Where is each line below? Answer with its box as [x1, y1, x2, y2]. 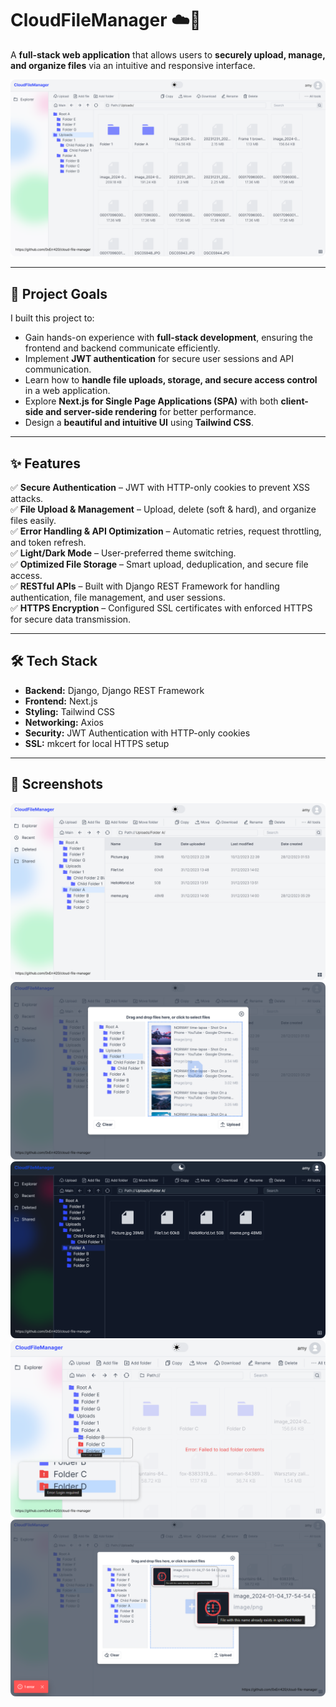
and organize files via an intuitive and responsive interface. [10, 59, 256, 71]
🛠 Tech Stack [10, 653, 98, 670]
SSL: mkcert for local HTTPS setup [24, 737, 170, 749]
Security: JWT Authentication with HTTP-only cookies [24, 727, 251, 739]
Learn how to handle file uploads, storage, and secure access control [24, 374, 318, 386]
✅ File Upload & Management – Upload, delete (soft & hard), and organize [10, 503, 317, 516]
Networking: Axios [24, 716, 105, 728]
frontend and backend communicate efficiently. [24, 342, 221, 354]
